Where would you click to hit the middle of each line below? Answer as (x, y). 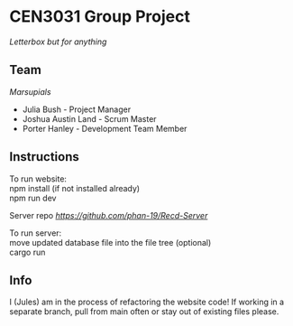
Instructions (44, 157)
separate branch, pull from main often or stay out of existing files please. (144, 312)
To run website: (38, 179)
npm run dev (33, 198)
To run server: (36, 233)
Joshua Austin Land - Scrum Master (89, 118)
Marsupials (30, 91)
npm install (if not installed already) (75, 188)
